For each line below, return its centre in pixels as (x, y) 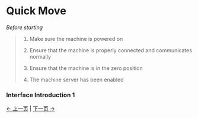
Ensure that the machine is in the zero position (86, 68)
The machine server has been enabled (76, 79)
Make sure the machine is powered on (76, 39)
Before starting (25, 27)
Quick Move (36, 11)
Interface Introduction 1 (41, 95)
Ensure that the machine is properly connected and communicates (111, 50)
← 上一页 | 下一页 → (31, 109)
